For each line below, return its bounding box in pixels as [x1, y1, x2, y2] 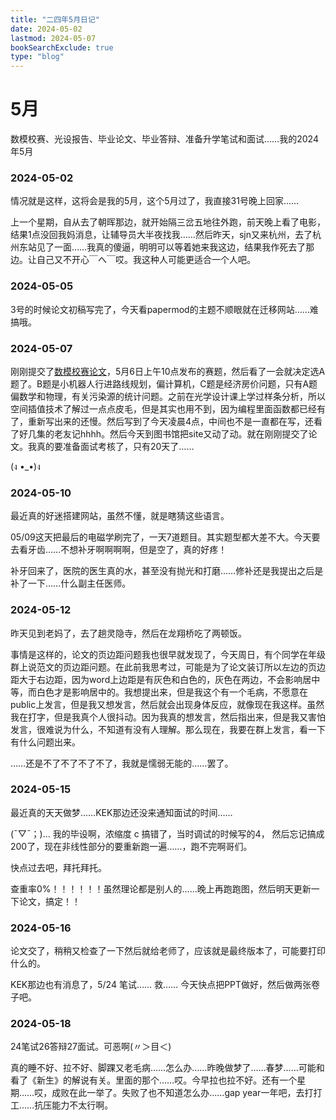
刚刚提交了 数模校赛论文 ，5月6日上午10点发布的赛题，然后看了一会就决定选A [10, 365, 326, 377]
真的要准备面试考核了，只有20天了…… [36, 440, 195, 452]
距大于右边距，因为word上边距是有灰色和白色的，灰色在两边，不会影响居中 [10, 673, 321, 685]
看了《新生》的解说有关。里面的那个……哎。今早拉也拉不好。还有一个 [10, 1074, 298, 1086]
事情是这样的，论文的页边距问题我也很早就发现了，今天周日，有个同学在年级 [10, 648, 326, 660]
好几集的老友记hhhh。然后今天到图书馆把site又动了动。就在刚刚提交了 [18, 427, 309, 440]
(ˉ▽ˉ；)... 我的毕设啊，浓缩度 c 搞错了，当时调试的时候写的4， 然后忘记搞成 [10, 827, 325, 840]
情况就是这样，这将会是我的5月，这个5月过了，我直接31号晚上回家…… [10, 195, 300, 207]
